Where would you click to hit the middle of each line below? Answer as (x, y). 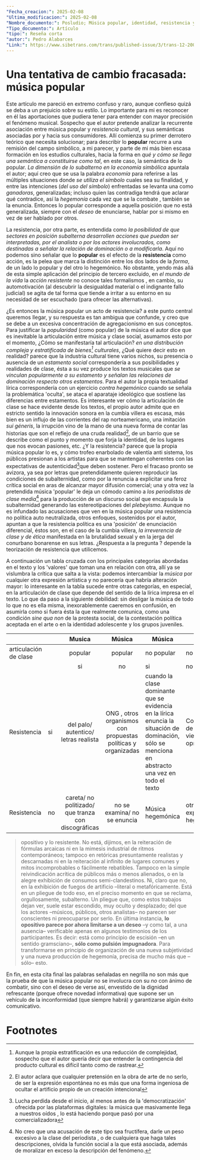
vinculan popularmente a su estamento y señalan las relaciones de (89, 375)
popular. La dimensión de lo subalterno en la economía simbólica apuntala (98, 167)
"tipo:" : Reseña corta (34, 34)
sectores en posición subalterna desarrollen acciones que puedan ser (92, 236)
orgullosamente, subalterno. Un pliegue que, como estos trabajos (101, 900)
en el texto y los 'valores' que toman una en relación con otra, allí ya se (93, 567)
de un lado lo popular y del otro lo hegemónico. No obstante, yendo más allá (100, 267)
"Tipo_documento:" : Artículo (42, 28)
